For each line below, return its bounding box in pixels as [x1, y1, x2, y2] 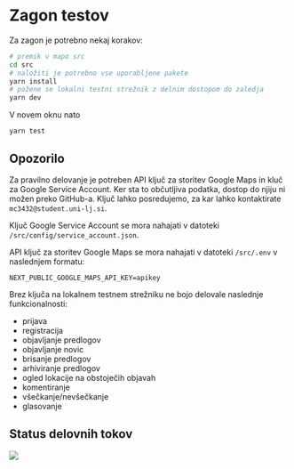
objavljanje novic [21, 344, 84, 354]
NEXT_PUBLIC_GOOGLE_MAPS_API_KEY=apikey [9, 273, 162, 282]
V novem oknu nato [9, 109, 81, 120]
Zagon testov [9, 5, 109, 26]
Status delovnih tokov [9, 426, 133, 441]
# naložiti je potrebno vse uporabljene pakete [9, 69, 189, 77]
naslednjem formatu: [9, 256, 85, 267]
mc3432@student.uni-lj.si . [9, 203, 107, 214]
